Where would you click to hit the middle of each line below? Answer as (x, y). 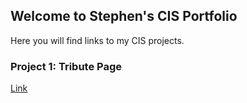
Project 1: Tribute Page (66, 66)
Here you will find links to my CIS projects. (97, 40)
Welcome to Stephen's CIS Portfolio (124, 16)
